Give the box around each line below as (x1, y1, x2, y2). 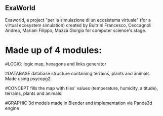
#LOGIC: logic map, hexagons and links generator (5, 61, 107, 67)
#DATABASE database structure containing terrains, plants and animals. (5, 70, 151, 76)
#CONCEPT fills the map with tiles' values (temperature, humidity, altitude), (5, 85, 158, 91)
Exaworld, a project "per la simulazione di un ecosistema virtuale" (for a (5, 17, 151, 23)
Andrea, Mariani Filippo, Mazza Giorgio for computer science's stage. (5, 27, 147, 33)
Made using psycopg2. (5, 76, 52, 82)
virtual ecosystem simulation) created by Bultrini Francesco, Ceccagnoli (5, 22, 152, 28)
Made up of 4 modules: (5, 45, 102, 56)
